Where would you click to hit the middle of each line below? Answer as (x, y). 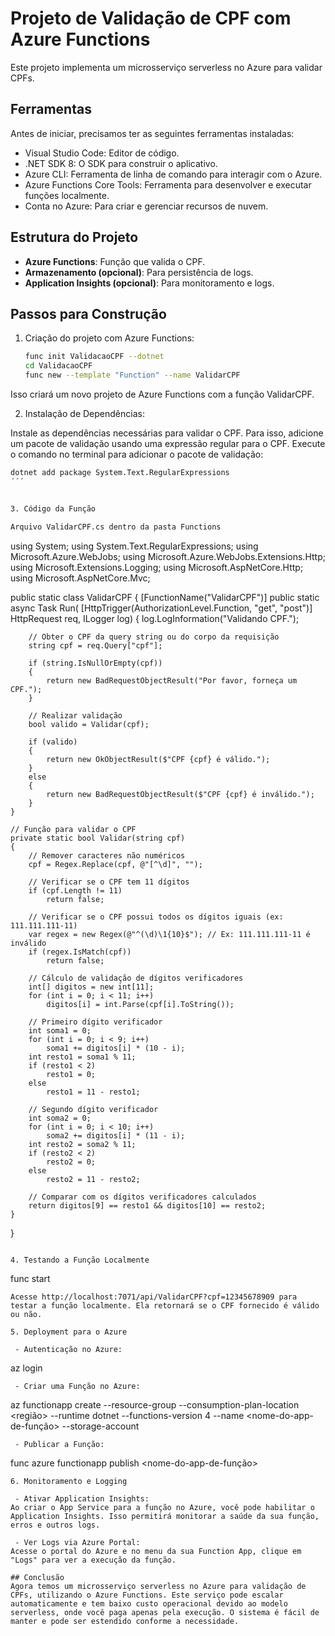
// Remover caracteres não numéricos (107, 855)
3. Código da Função (53, 508)
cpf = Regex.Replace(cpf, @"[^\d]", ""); (115, 864)
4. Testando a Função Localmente (80, 1260)
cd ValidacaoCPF (58, 366)
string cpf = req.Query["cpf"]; (95, 645)
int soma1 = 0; (60, 1030)
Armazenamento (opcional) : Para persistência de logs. (139, 272)
